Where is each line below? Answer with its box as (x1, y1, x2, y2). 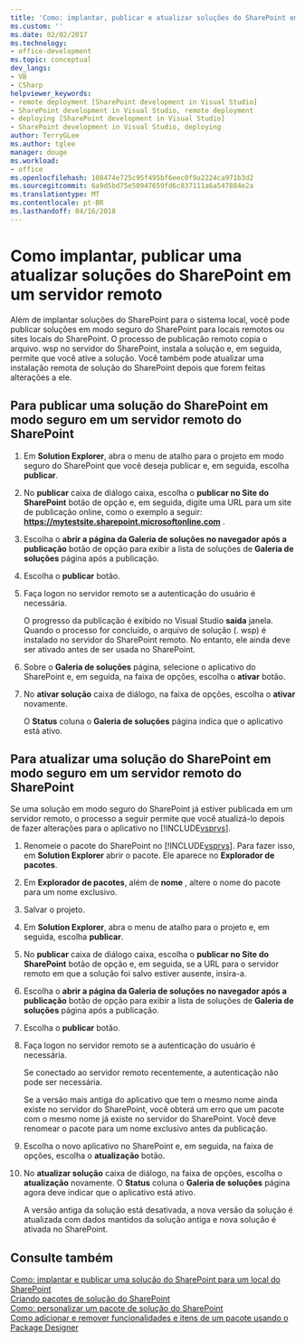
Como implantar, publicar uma (10, 245, 243, 266)
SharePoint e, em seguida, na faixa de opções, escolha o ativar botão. (23, 671, 286, 681)
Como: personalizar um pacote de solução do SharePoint (10, 1303, 224, 1314)
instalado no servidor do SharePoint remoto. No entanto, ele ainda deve (23, 634, 291, 645)
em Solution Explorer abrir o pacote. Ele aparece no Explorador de (23, 850, 275, 861)
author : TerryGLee (10, 131, 80, 140)
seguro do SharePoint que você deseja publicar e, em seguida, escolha (23, 460, 290, 471)
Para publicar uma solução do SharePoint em (10, 398, 269, 414)
